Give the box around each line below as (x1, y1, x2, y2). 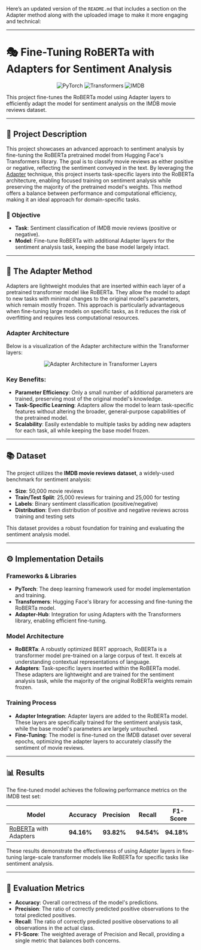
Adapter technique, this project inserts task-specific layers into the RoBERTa (6, 170, 194, 178)
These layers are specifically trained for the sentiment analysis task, (14, 719, 183, 726)
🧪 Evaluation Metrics (6, 883, 85, 893)
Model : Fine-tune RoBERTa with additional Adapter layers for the (14, 237, 175, 245)
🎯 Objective (6, 210, 41, 219)
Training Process (6, 699, 57, 707)
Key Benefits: (6, 375, 47, 384)
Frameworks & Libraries (6, 572, 77, 580)
